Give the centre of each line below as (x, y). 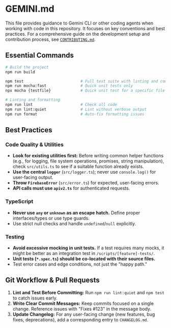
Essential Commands (40, 55)
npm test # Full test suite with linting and (82, 81)
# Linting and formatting (33, 100)
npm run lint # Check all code (61, 105)
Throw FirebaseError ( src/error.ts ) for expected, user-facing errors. (86, 183)
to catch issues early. (35, 298)
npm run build (20, 72)
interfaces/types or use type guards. (51, 218)
